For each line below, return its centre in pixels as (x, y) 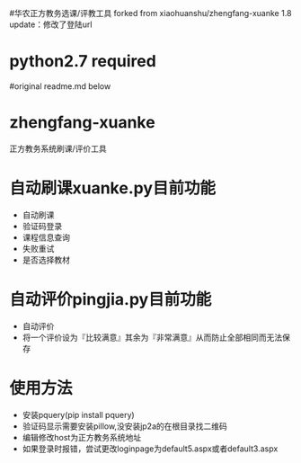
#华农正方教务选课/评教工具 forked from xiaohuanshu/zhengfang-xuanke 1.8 (150, 13)
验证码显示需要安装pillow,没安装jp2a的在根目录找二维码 (124, 426)
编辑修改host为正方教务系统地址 (82, 437)
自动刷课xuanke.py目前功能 (113, 188)
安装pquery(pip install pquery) (78, 414)
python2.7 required (83, 62)
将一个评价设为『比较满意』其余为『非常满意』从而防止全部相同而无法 (152, 337)
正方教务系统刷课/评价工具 (58, 148)
